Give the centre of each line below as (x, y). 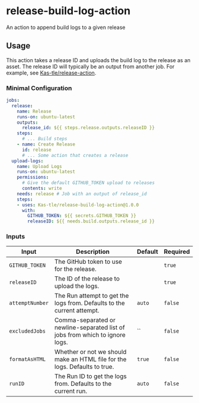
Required (177, 252)
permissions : (33, 178)
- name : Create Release (46, 144)
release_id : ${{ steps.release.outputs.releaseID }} (88, 128)
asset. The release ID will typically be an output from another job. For (90, 66)
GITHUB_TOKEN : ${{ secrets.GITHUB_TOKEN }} (82, 216)
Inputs (16, 237)
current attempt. (77, 311)
